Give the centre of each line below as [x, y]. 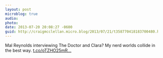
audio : [12, 18]
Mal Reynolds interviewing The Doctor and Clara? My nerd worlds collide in [80, 45]
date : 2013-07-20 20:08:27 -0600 [39, 27]
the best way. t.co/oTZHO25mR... [38, 50]
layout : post [18, 9]
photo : [12, 23]
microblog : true [21, 14]
